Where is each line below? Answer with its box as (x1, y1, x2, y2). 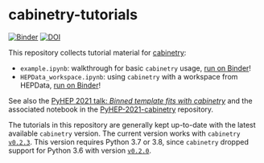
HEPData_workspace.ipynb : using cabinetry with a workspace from (19, 71, 238, 81)
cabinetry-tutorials (8, 6, 138, 24)
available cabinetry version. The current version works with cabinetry (8, 128, 241, 138)
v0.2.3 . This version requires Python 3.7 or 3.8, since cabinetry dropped (8, 137, 250, 146)
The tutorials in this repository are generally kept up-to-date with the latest (8, 120, 256, 129)
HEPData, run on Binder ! (19, 80, 101, 90)
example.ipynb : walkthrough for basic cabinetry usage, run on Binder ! (19, 63, 252, 73)
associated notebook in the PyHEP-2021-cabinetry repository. (8, 104, 214, 114)
